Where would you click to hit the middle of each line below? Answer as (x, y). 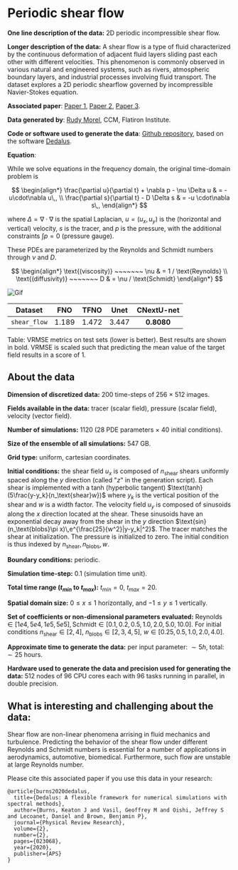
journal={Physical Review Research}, (70, 823)
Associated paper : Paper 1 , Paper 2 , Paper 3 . (74, 105)
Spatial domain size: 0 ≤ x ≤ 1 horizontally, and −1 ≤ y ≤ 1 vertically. (108, 603)
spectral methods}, (36, 804)
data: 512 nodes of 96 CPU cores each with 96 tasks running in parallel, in (116, 676)
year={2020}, (33, 848)
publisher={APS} (38, 854)
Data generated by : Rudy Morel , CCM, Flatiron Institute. (89, 120)
